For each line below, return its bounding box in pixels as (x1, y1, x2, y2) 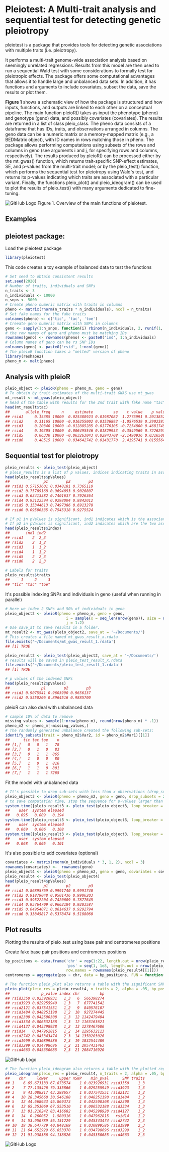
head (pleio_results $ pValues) (5, 474, 66, 480)
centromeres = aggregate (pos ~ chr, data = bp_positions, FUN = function (5, 973, 163, 978)
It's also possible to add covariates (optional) (5, 850, 99, 856)
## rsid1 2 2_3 (5, 535, 46, 540)
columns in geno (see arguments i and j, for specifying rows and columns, (5, 147, 158, 153)
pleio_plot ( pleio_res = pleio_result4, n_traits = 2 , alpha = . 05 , (5, 987, 150, 992)
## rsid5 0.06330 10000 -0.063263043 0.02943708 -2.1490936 (5, 433, 143, 438)
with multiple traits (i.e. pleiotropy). (5, 47, 77, 53)
